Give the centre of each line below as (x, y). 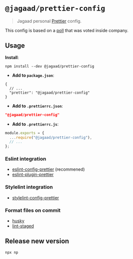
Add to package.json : (33, 75)
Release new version (37, 241)
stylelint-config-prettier (35, 197)
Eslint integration (26, 159)
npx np (12, 252)
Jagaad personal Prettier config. (49, 21)
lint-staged (23, 226)
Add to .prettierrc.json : (37, 106)
